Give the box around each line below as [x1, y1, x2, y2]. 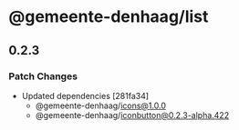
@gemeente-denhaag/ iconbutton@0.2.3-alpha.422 [35, 109, 230, 120]
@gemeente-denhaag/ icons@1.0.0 [35, 100, 166, 111]
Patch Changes [8, 70, 78, 83]
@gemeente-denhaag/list [8, 6, 209, 27]
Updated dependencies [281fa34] [21, 90, 150, 101]
